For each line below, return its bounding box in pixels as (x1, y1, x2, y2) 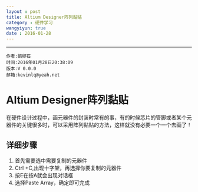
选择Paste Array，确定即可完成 (14, 179, 90, 186)
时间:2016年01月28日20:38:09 (6, 59, 74, 65)
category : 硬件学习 (6, 19, 53, 25)
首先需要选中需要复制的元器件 (14, 157, 87, 164)
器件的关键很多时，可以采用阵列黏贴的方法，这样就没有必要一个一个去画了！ (6, 121, 192, 128)
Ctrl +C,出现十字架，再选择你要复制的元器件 (14, 164, 122, 171)
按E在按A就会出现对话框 (14, 171, 74, 178)
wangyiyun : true (6, 25, 46, 31)
